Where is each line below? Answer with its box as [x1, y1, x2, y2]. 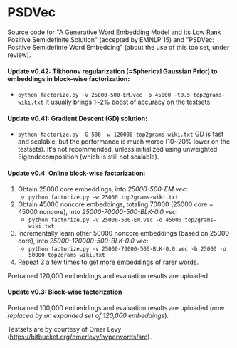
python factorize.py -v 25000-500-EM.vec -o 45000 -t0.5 [17, 92, 191, 99]
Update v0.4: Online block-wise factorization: [7, 169, 146, 177]
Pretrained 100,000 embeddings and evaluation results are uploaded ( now [7, 303, 225, 312]
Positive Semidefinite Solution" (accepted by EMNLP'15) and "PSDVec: [7, 35, 215, 43]
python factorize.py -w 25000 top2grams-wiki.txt [28, 194, 179, 201]
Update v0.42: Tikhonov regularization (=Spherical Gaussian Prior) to [7, 67, 218, 75]
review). [7, 51, 31, 59]
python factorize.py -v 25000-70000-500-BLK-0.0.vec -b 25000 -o [28, 245, 226, 253]
